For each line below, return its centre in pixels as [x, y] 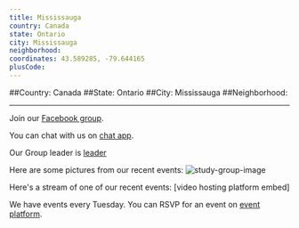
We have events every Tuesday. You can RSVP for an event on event [135, 204]
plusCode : [28, 68]
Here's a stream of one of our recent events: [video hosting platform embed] [149, 187]
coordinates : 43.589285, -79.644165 [77, 59]
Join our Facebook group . [57, 118]
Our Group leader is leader [58, 152]
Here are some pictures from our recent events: [97, 169]
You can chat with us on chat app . [72, 135]
